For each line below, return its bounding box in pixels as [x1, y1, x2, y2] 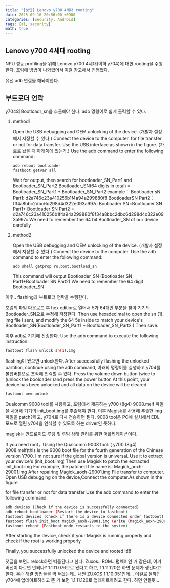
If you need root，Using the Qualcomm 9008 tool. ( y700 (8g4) [5, 442, 137, 448]
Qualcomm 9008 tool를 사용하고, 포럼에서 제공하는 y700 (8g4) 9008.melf [5, 401, 155, 408]
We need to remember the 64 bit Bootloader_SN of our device [29, 216, 158, 222]
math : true [5, 26, 28, 31]
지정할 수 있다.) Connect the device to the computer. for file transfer [22, 135, 162, 141]
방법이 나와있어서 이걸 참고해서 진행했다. [29, 67, 109, 73]
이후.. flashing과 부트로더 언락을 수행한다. [5, 294, 88, 300]
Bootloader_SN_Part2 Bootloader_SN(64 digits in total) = [12, 183, 131, 189]
